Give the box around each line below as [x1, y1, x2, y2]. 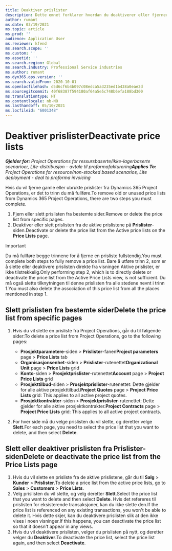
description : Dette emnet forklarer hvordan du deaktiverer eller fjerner [5, 12, 168, 17]
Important [5, 242, 26, 248]
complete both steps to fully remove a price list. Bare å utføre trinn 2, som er [5, 258, 166, 264]
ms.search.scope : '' [5, 46, 50, 51]
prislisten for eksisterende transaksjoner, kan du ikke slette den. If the [12, 501, 159, 507]
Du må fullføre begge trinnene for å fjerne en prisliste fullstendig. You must [5, 253, 162, 259]
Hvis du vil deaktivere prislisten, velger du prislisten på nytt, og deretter [12, 528, 164, 535]
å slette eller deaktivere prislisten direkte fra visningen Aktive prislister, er [5, 263, 160, 270]
